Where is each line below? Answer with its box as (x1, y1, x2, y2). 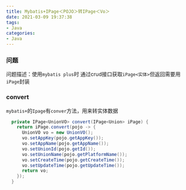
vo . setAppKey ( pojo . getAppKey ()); (21, 135, 104, 141)
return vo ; (21, 168, 49, 174)
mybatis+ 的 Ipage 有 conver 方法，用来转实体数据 (6, 107, 119, 114)
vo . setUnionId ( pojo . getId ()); (21, 146, 96, 152)
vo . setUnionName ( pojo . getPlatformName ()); (21, 151, 128, 157)
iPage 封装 (6, 78, 30, 85)
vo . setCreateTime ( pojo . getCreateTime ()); (21, 157, 125, 163)
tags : (6, 19, 19, 25)
